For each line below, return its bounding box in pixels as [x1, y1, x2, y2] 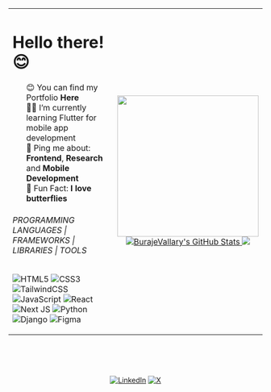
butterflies [26, 193, 68, 204]
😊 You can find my [26, 82, 98, 94]
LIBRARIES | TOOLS [12, 244, 87, 256]
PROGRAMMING [12, 214, 75, 225]
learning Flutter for [26, 112, 97, 123]
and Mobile [26, 163, 70, 174]
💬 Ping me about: [26, 143, 91, 154]
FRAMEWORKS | [12, 234, 75, 245]
